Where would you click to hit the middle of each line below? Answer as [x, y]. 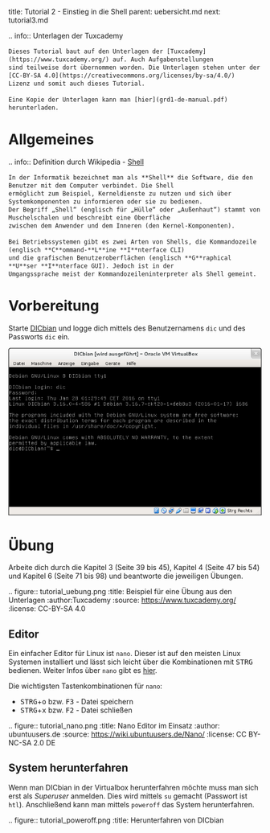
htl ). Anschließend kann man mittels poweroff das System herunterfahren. [131, 804]
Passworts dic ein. [39, 336]
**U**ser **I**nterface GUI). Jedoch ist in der [91, 266]
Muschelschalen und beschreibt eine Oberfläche [90, 217]
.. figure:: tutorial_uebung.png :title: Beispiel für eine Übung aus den [121, 592]
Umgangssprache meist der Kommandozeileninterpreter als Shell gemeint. [133, 274]
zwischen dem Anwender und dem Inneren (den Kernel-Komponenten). [122, 226]
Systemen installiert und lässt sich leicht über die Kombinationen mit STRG [131, 662]
